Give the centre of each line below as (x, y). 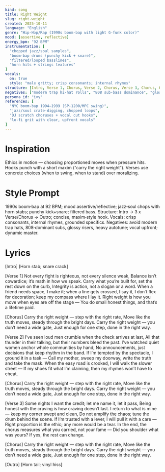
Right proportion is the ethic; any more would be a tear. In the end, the (76, 425)
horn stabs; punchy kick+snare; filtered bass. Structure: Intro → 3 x (73, 212)
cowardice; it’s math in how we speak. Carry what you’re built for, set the (79, 281)
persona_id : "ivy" (24, 97)
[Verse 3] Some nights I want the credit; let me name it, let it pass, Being (78, 403)
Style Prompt (32, 193)
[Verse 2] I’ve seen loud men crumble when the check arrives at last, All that (82, 337)
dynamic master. (22, 233)
